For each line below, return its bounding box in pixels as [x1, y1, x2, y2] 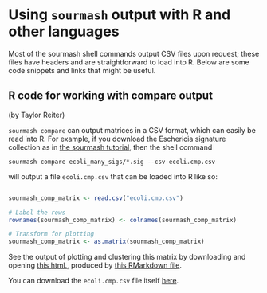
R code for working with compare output [8, 89, 214, 103]
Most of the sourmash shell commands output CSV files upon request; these [8, 49, 260, 58]
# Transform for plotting [8, 230, 94, 238]
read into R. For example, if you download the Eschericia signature [8, 134, 226, 143]
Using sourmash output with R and [8, 6, 231, 24]
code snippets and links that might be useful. [8, 65, 156, 75]
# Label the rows [8, 209, 66, 217]
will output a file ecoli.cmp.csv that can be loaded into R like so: [8, 171, 218, 181]
